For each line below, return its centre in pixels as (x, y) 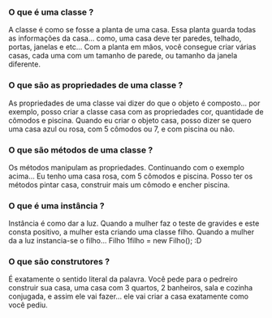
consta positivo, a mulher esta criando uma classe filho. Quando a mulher (131, 232)
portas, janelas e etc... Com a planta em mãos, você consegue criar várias (132, 47)
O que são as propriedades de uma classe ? (96, 85)
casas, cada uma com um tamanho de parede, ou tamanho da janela (123, 56)
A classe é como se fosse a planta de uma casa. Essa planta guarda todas (132, 30)
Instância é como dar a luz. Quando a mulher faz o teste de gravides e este (134, 223)
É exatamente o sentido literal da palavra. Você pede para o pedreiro (123, 279)
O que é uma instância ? (56, 205)
